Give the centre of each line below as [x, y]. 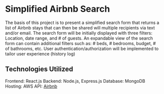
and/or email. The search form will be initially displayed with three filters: [79, 33]
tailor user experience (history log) [40, 54]
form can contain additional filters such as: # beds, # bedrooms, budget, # [81, 43]
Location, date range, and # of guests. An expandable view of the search [79, 38]
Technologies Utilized [39, 69]
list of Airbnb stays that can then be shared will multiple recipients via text [80, 27]
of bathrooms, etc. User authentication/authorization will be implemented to [82, 48]
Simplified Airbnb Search [58, 9]
